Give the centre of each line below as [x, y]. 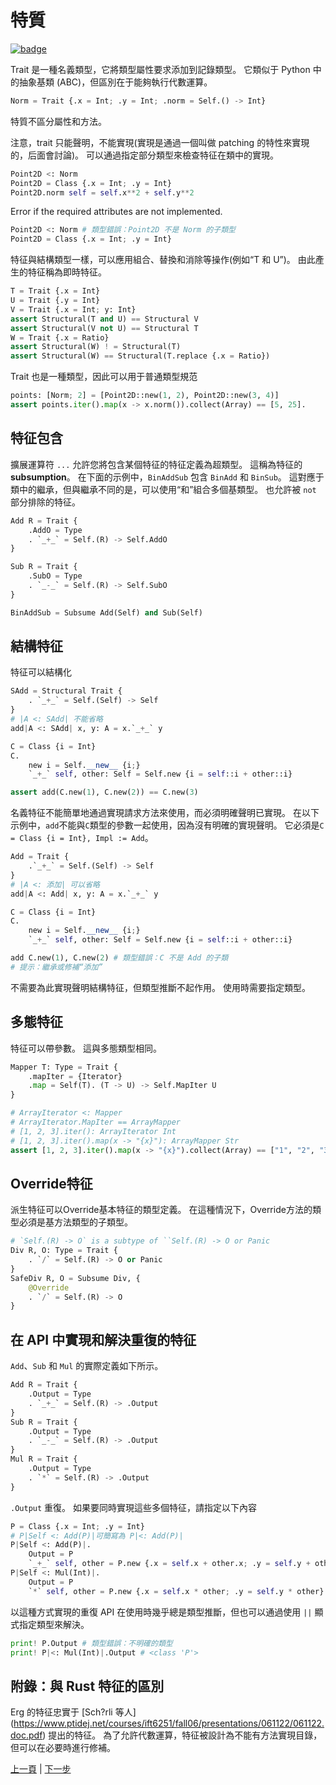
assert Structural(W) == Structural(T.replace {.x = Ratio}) [140, 356]
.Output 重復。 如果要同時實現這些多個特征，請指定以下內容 [133, 1507]
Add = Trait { [40, 857]
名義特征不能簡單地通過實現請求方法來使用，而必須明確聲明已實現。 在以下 [165, 813]
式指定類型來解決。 [50, 1624]
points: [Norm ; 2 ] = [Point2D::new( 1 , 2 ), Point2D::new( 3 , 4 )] [145, 396]
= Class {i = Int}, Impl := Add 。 [82, 838]
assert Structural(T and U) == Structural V [104, 319]
